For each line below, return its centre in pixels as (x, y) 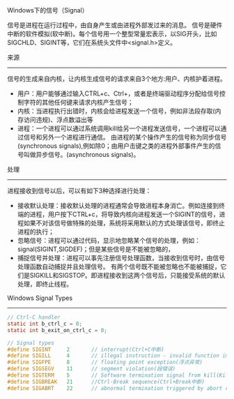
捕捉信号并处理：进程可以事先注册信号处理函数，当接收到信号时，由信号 (121, 258)
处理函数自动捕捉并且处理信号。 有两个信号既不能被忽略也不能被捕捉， (119, 266)
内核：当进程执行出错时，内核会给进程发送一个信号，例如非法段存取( (116, 111)
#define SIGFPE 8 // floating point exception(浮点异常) (105, 362)
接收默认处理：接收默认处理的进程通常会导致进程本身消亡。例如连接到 (118, 205)
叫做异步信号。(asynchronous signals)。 (81, 155)
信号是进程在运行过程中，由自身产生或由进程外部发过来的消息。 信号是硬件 (115, 25)
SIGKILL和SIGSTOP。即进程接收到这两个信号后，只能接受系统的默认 (127, 275)
